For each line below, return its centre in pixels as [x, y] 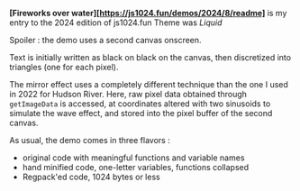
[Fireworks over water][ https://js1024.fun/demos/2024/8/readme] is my [148, 13]
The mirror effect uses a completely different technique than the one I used [149, 84]
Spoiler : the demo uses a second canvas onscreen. [105, 40]
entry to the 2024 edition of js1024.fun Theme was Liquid [116, 23]
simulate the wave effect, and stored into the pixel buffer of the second [141, 113]
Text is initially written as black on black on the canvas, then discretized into [150, 57]
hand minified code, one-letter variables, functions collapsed [136, 167]
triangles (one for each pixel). [64, 67]
